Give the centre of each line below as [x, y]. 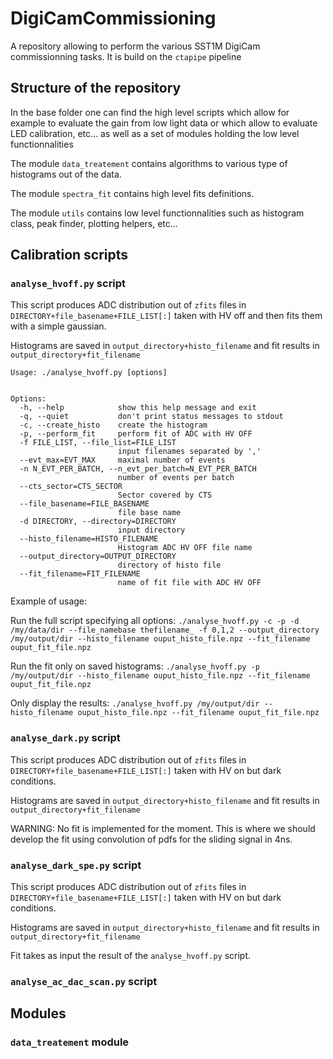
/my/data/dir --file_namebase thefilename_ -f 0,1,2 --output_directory [165, 630]
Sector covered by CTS [165, 495]
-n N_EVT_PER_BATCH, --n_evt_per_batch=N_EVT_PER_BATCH [138, 469]
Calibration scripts [69, 255]
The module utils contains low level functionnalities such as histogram [157, 213]
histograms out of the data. [66, 174]
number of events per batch [176, 478]
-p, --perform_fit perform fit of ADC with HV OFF [136, 434]
